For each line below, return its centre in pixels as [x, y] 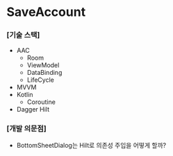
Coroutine [41, 102]
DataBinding [44, 73]
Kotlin [25, 95]
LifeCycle [41, 80]
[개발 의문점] [26, 129]
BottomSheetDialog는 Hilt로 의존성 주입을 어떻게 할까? [91, 145]
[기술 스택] [23, 35]
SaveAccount [46, 12]
